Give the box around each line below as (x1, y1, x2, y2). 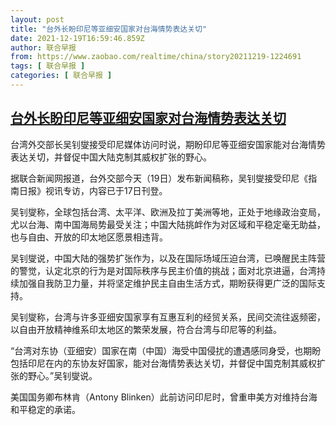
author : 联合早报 (10, 42, 77, 53)
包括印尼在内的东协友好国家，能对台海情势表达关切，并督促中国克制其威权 (10, 357, 317, 369)
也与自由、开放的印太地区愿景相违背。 (10, 231, 168, 243)
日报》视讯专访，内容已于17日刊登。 (18, 184, 168, 196)
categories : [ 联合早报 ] (10, 71, 113, 81)
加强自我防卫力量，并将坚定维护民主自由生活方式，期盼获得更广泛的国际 (18, 277, 317, 289)
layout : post (10, 14, 65, 25)
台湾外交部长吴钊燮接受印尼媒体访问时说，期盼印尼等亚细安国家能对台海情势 (10, 138, 326, 150)
